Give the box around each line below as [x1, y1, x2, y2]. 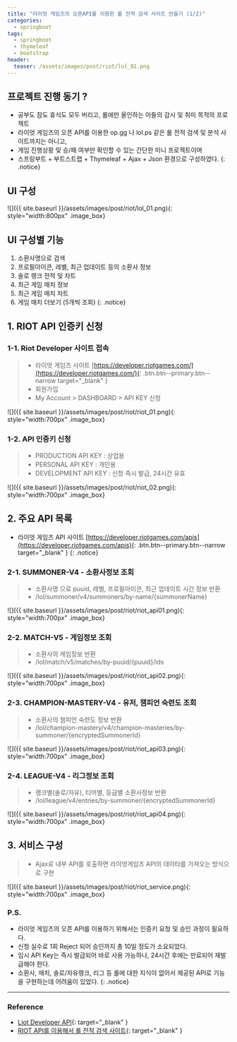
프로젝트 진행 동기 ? [7, 91, 88, 103]
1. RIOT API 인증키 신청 [7, 320, 104, 332]
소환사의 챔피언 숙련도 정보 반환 [35, 715, 122, 724]
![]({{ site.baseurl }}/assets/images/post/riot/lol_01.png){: [7, 204, 173, 212]
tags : [7, 30, 23, 37]
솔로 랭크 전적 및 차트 [17, 272, 76, 280]
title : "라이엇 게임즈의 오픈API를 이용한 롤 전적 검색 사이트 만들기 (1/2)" [7, 10, 206, 18]
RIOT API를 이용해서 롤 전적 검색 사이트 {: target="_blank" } [17, 1026, 183, 1035]
